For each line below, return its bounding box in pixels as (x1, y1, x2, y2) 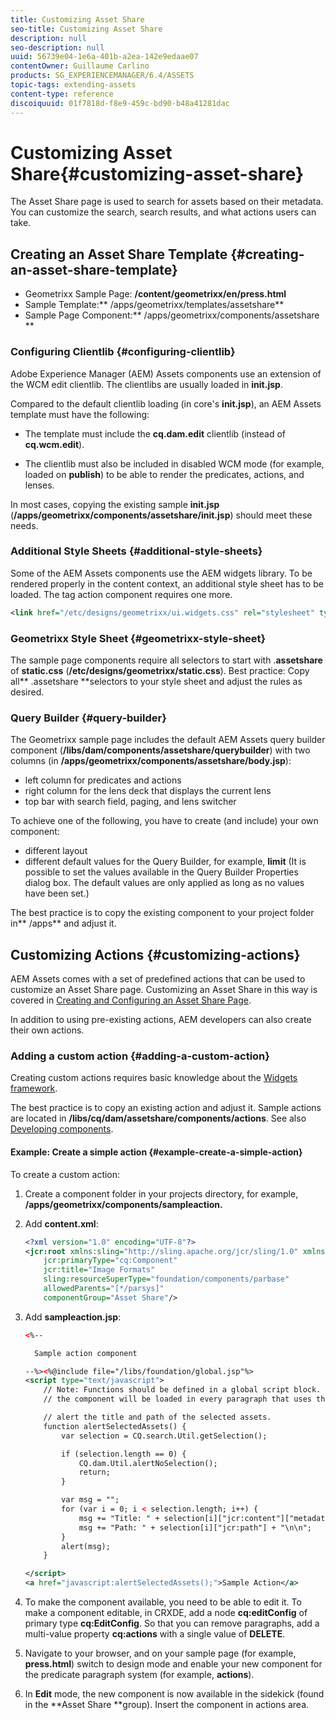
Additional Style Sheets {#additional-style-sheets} (10, 544, 263, 558)
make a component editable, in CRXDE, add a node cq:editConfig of (24, 1607, 308, 1618)
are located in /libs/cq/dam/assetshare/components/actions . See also (10, 1112, 307, 1125)
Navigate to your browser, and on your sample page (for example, (24, 1647, 297, 1659)
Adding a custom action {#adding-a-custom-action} (10, 1049, 270, 1063)
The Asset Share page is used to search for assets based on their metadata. (10, 196, 324, 208)
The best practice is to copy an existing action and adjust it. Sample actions (10, 1102, 322, 1114)
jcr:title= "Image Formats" (43, 1265, 156, 1275)
